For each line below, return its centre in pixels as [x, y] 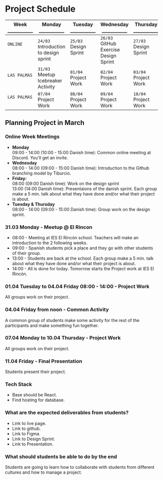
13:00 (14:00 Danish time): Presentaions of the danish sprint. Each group [84, 189]
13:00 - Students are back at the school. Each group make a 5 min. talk [83, 258]
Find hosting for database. [38, 400]
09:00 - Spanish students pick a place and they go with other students [82, 248]
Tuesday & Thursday [33, 204]
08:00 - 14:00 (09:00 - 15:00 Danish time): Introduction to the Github [81, 168]
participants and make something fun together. [52, 325]
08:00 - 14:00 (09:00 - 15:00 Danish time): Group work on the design [81, 209]
